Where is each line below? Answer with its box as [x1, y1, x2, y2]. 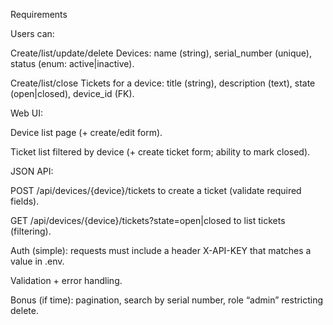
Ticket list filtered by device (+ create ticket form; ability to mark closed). [10, 146, 311, 158]
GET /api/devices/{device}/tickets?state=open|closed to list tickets [10, 215, 286, 226]
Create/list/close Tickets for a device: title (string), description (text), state [10, 77, 316, 89]
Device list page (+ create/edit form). [10, 127, 163, 138]
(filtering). [10, 225, 52, 237]
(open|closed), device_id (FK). [10, 88, 135, 99]
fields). [10, 195, 40, 207]
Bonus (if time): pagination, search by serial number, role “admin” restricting [10, 294, 324, 306]
